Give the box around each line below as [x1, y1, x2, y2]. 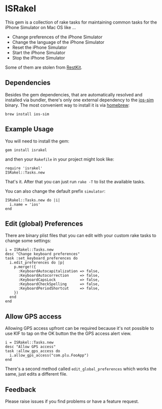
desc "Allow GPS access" [5, 345, 56, 350]
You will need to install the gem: [5, 138, 70, 144]
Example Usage [5, 125, 54, 133]
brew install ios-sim [5, 112, 50, 117]
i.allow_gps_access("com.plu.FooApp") [9, 353, 89, 358]
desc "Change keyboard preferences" [5, 252, 80, 257]
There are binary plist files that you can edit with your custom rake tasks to [5, 233, 157, 238]
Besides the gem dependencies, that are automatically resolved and [5, 91, 143, 97]
